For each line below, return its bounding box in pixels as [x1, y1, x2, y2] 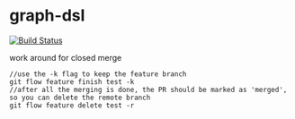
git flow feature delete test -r [9, 100, 135, 110]
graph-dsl [9, 5, 85, 26]
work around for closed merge [9, 52, 122, 63]
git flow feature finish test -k [9, 77, 135, 86]
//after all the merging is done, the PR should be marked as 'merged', [9, 85, 288, 94]
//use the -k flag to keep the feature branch [9, 69, 187, 79]
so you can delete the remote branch [9, 93, 151, 102]
